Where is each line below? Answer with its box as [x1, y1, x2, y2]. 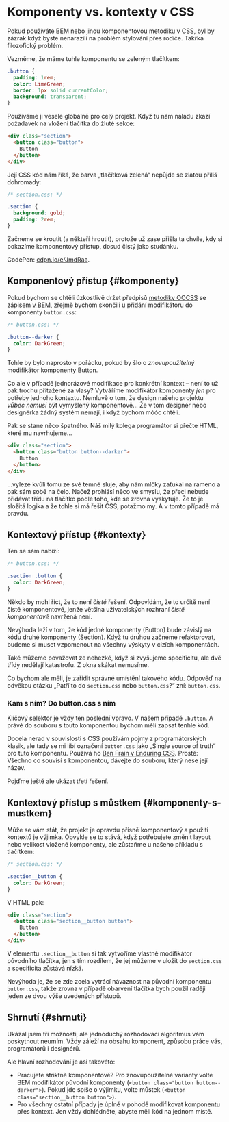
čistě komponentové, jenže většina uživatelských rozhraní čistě [7, 605, 185, 613]
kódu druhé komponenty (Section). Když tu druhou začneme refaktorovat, [7, 633, 215, 641]
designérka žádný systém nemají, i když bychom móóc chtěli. [7, 408, 180, 416]
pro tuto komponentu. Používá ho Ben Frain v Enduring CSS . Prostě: [7, 749, 198, 758]
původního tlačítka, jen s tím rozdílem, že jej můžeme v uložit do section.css [7, 956, 222, 964]
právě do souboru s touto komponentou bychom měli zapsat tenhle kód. [7, 721, 210, 730]
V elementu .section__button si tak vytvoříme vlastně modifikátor [7, 949, 193, 958]
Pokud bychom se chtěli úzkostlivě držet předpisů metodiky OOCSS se [7, 293, 206, 301]
